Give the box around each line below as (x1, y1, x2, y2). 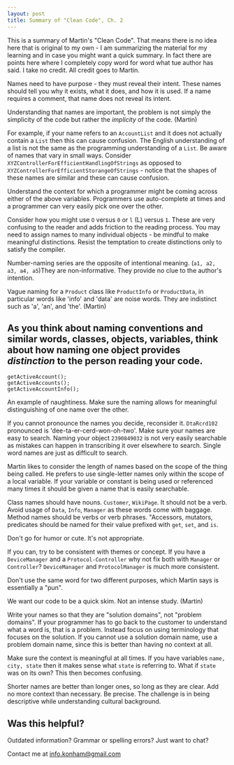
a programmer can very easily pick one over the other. (7, 202, 164, 210)
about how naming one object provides (7, 344, 181, 356)
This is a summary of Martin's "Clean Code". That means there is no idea (7, 36, 217, 44)
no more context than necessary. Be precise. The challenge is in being (7, 690, 210, 699)
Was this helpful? (7, 717, 85, 729)
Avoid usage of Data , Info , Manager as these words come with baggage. (7, 505, 212, 514)
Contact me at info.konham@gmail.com (7, 750, 121, 758)
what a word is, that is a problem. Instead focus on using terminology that (7, 626, 219, 634)
